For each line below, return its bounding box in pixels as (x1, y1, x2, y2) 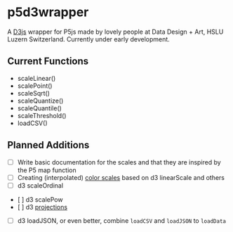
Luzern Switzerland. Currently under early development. (7, 34, 170, 43)
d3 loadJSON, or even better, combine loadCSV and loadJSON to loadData (17, 216, 227, 225)
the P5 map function (17, 166, 76, 174)
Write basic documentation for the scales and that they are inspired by (17, 157, 221, 166)
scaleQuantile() (17, 103, 62, 112)
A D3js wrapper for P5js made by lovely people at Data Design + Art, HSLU (7, 27, 224, 36)
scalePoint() (17, 82, 53, 90)
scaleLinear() (17, 74, 56, 82)
